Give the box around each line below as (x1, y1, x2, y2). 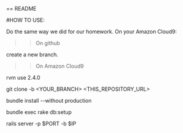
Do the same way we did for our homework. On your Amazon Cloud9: (6, 28, 177, 35)
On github (35, 40, 61, 46)
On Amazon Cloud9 (35, 62, 84, 69)
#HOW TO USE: (6, 17, 45, 23)
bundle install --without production (6, 97, 92, 104)
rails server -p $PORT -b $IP (6, 120, 76, 127)
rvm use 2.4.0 (6, 74, 41, 81)
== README (6, 5, 37, 12)
